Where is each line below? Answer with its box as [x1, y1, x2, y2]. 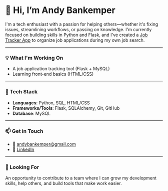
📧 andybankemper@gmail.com [12, 141, 76, 147]
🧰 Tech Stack [5, 88, 38, 95]
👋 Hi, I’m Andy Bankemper [5, 5, 116, 16]
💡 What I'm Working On [5, 54, 63, 61]
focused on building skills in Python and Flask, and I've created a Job [5, 32, 148, 38]
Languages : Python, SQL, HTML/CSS [12, 100, 90, 106]
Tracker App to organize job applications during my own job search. [5, 37, 145, 43]
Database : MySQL [12, 110, 51, 116]
